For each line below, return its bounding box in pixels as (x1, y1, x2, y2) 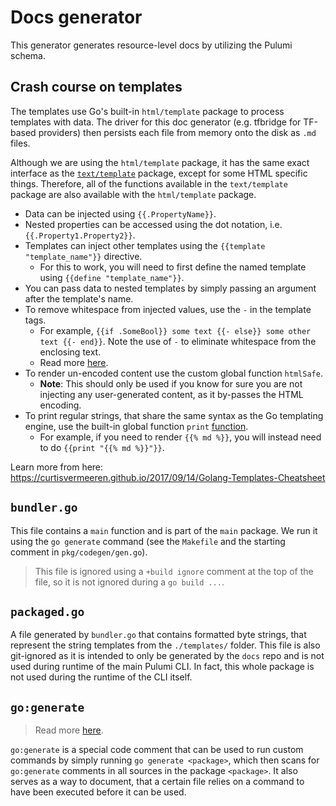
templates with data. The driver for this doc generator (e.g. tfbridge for (10, 116, 302, 128)
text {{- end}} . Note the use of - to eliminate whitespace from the (39, 335, 317, 347)
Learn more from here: (10, 461, 104, 473)
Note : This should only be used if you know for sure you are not (39, 377, 303, 390)
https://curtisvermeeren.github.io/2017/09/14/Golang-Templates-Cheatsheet (10, 471, 326, 483)
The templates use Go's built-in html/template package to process (10, 105, 285, 117)
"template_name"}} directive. (24, 250, 143, 262)
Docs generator (10, 6, 143, 29)
